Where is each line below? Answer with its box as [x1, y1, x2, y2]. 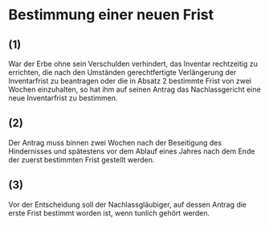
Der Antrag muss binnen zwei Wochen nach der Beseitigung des [8, 138, 222, 147]
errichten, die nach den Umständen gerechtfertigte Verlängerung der [8, 68, 237, 77]
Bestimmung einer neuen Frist [8, 6, 214, 24]
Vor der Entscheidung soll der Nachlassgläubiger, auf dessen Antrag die [8, 199, 247, 209]
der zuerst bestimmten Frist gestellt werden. [8, 154, 155, 164]
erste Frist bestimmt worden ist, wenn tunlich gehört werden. [8, 208, 210, 218]
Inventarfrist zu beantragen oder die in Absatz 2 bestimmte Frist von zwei [8, 76, 251, 85]
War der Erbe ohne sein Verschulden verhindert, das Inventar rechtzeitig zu [8, 59, 259, 68]
